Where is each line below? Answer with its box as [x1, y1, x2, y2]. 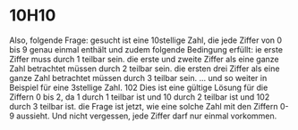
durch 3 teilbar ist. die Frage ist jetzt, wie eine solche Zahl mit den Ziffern [9, 101, 278, 111]
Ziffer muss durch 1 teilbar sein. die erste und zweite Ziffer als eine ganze [9, 53, 279, 64]
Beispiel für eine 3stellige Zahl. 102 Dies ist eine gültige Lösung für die [9, 82, 268, 93]
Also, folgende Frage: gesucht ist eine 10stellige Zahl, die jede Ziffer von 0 [9, 35, 283, 45]
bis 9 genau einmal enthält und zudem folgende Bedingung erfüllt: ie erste [9, 44, 284, 54]
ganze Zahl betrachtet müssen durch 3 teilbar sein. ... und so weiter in [9, 72, 268, 83]
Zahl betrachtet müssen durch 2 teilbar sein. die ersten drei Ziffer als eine [9, 63, 280, 74]
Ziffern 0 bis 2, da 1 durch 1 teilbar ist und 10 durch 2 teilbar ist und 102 [9, 91, 270, 102]
